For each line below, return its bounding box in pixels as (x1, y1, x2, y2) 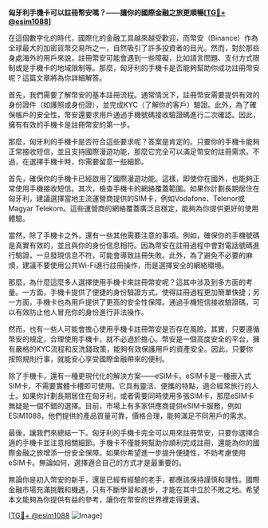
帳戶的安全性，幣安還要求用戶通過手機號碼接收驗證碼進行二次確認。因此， (14, 110, 260, 119)
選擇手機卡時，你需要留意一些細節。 (29, 157, 148, 166)
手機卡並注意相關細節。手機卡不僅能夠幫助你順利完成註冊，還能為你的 (22, 438, 253, 447)
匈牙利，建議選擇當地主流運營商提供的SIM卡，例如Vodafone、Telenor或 (8, 194, 246, 203)
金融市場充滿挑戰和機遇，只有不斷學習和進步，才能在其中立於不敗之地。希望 (8, 485, 260, 494)
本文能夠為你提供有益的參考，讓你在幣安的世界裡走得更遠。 (8, 495, 204, 504)
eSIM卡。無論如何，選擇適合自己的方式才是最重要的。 (8, 458, 186, 467)
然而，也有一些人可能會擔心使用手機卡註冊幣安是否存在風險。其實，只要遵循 (8, 325, 260, 333)
